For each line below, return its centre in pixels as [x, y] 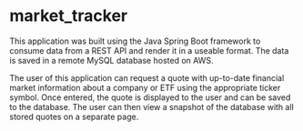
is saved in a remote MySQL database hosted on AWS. [111, 60]
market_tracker [69, 16]
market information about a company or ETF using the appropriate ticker [145, 87]
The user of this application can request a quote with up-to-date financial [147, 77]
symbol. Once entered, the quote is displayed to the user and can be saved [150, 97]
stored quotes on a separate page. [74, 116]
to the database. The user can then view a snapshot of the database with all [151, 106]
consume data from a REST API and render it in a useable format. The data [149, 50]
